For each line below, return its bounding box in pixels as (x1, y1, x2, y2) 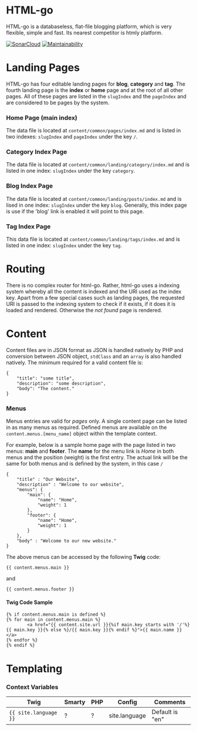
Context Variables (6, 683, 59, 691)
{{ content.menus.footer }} (6, 586, 75, 592)
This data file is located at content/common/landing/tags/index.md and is (6, 235, 181, 243)
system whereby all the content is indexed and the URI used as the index (6, 288, 182, 295)
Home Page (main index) (6, 114, 78, 122)
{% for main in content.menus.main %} (6, 617, 101, 623)
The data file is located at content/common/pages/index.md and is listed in (6, 127, 181, 134)
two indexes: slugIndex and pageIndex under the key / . (6, 133, 138, 141)
